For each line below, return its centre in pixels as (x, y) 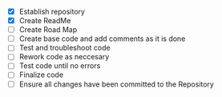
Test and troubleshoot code (65, 48)
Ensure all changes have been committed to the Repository (116, 84)
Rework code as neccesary (64, 57)
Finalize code (41, 75)
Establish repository (52, 12)
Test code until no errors (60, 66)
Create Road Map (48, 30)
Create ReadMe (45, 21)
